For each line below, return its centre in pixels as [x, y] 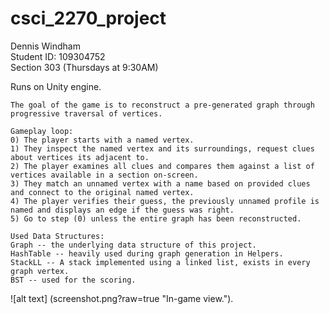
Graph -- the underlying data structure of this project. [133, 245]
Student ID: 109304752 [58, 56]
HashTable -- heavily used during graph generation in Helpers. [147, 253]
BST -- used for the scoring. [73, 280]
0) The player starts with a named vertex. [102, 140]
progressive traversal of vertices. [86, 113]
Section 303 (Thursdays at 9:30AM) [84, 67]
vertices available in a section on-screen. [104, 175]
